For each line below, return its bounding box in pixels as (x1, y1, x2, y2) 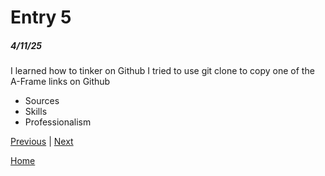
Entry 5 (10, 6, 72, 29)
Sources (24, 95, 60, 107)
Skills (24, 106, 48, 118)
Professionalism (24, 116, 92, 128)
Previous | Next (10, 136, 74, 148)
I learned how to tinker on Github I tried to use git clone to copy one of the (10, 65, 315, 77)
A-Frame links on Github (10, 76, 111, 88)
